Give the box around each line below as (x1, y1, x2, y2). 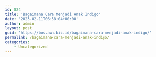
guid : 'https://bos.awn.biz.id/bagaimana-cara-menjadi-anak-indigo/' (5, 30, 152, 35)
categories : (5, 40, 30, 45)
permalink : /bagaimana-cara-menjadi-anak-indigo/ (5, 35, 110, 40)
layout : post (5, 26, 32, 31)
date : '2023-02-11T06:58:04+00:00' (5, 16, 79, 21)
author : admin (5, 21, 35, 26)
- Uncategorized (14, 44, 48, 49)
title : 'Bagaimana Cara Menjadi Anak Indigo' (5, 12, 101, 17)
